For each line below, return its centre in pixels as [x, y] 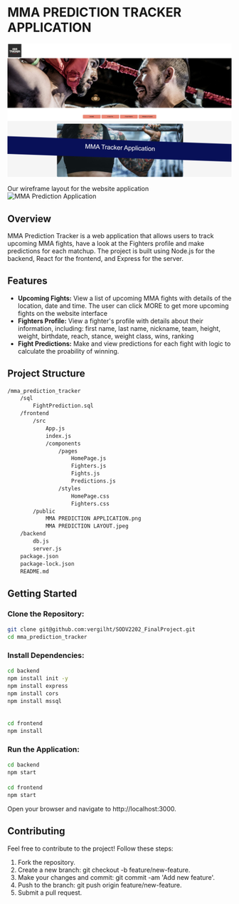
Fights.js [85, 474]
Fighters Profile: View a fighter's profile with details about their [111, 321]
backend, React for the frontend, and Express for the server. [95, 258]
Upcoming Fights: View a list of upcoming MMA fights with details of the [124, 298]
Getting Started [42, 594]
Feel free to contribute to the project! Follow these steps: [90, 848]
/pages [68, 451]
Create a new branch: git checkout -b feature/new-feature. [104, 870]
